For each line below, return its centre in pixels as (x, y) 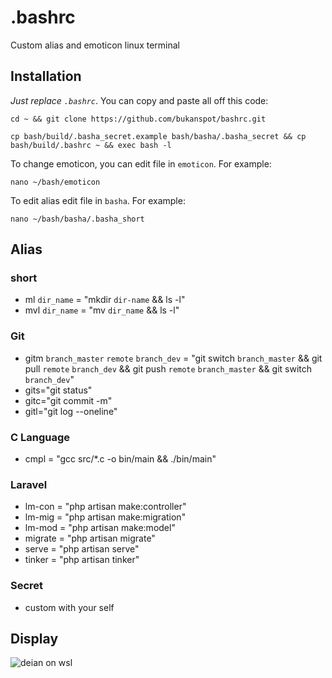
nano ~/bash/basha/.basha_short (77, 219)
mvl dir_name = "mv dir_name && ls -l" (102, 310)
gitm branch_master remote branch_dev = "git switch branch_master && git (173, 358)
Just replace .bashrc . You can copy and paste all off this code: (139, 100)
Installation (46, 76)
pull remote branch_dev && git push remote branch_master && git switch (168, 368)
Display (34, 639)
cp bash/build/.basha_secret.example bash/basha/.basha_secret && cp (158, 136)
